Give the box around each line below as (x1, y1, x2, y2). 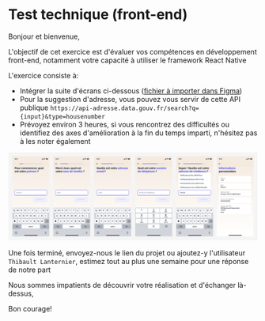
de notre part (8, 265, 51, 274)
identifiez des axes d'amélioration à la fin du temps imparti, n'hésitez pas (19, 128, 258, 138)
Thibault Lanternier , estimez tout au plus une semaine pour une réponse (8, 256, 249, 266)
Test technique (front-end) (8, 6, 188, 24)
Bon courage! (8, 304, 53, 313)
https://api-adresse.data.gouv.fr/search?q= (50, 104, 199, 112)
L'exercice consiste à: (8, 70, 79, 80)
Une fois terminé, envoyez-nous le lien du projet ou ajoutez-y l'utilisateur (8, 247, 246, 258)
